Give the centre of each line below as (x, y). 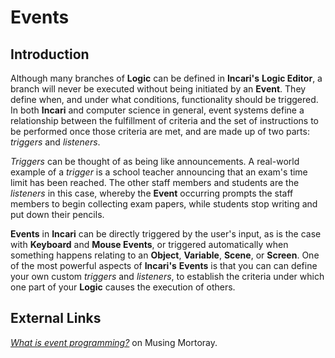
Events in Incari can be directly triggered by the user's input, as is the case (166, 234)
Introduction (50, 54)
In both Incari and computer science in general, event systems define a (157, 110)
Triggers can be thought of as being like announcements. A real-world (155, 161)
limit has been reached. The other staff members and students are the (155, 182)
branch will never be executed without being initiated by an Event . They (158, 89)
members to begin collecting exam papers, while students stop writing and (164, 204)
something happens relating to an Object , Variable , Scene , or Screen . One (165, 255)
